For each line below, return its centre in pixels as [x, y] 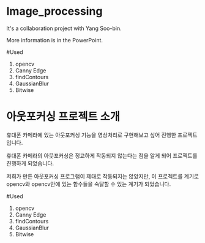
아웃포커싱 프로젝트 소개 [63, 117]
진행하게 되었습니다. [30, 163]
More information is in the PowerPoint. [54, 40]
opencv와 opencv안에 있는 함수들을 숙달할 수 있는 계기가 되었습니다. [89, 184]
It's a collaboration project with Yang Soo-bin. [64, 28]
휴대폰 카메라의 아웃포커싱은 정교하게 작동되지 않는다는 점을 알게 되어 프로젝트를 [102, 155]
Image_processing [54, 11]
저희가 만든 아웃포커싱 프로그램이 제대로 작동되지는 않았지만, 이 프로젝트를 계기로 [103, 176]
